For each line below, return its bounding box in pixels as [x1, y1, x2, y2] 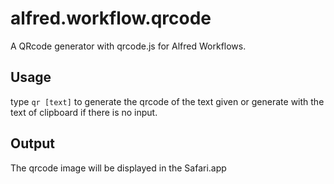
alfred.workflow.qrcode [10, 7, 212, 30]
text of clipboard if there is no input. [10, 106, 158, 118]
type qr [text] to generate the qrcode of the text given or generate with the [10, 95, 325, 107]
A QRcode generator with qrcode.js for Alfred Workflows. [10, 40, 247, 52]
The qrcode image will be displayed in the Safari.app [10, 162, 227, 174]
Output [10, 135, 55, 152]
